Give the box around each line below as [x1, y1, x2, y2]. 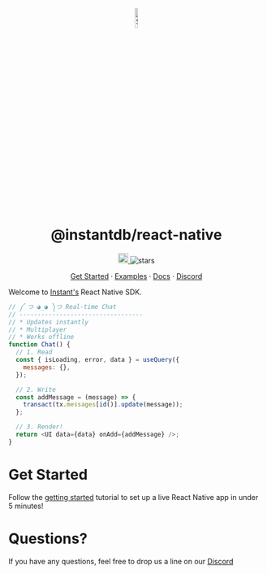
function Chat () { [8, 341, 71, 349]
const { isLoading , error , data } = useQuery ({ [15, 356, 180, 364]
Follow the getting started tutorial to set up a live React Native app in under [8, 492, 259, 502]
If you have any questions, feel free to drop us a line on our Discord [8, 556, 234, 566]
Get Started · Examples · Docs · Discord [70, 271, 203, 280]
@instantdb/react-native [50, 226, 222, 244]
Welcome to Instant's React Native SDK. [8, 287, 142, 297]
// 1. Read [15, 348, 53, 357]
